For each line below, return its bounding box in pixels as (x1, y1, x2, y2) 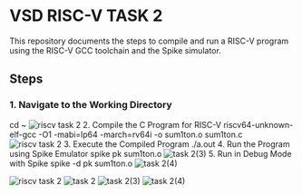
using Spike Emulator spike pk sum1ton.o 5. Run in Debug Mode (9, 148, 292, 159)
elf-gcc (9, 129, 37, 140)
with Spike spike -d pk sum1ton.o (9, 158, 133, 169)
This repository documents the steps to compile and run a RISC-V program (9, 35, 289, 46)
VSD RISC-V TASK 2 (9, 5, 163, 26)
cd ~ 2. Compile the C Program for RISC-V (9, 119, 222, 130)
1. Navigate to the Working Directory (9, 99, 172, 112)
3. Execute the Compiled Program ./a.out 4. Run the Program (63, 138, 290, 150)
